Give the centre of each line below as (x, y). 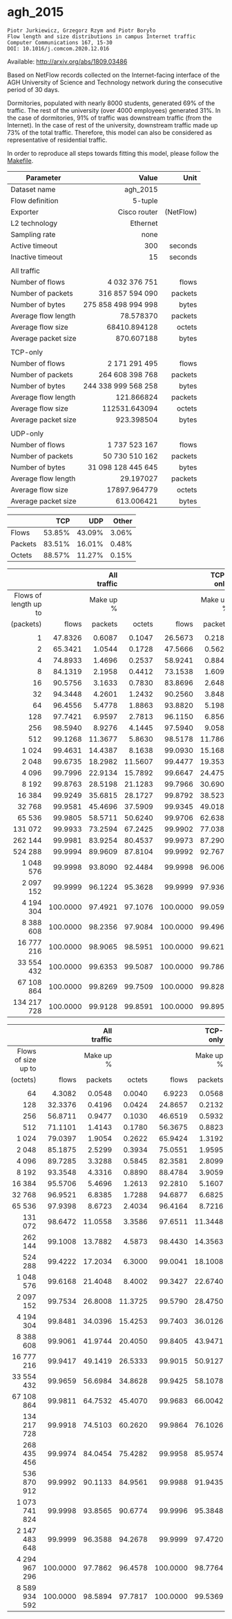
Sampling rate (33, 234)
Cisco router (138, 212)
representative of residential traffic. (57, 140)
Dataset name (33, 189)
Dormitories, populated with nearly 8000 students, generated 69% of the (111, 103)
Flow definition (35, 200)
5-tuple (145, 200)
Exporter (25, 212)
